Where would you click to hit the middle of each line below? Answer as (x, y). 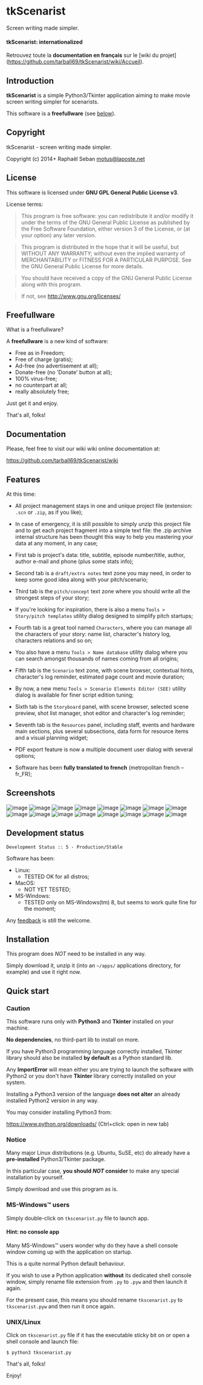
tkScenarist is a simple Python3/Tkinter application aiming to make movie (98, 95)
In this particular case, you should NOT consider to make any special (93, 1171)
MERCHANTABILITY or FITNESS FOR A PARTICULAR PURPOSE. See (106, 260)
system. (16, 1082)
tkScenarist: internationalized (44, 42)
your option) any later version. (59, 235)
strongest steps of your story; (52, 598)
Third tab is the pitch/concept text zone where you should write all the (102, 591)
